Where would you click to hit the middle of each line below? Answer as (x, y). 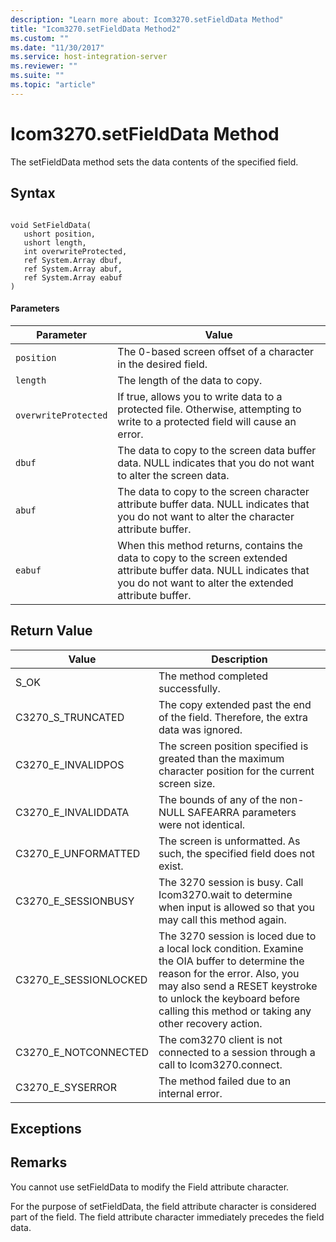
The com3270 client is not (220, 1039)
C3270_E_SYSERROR (66, 1087)
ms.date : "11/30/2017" (57, 47)
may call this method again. (222, 919)
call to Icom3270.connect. (220, 1064)
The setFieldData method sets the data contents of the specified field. (154, 162)
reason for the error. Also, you (229, 973)
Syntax (33, 193)
